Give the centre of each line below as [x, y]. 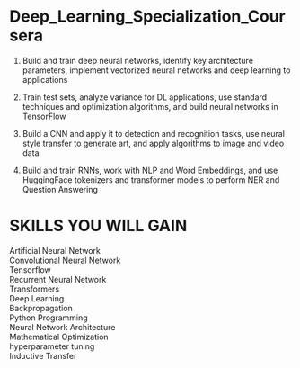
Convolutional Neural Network [65, 260]
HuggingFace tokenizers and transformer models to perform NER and [151, 180]
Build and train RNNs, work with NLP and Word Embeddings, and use [150, 170]
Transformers [35, 289]
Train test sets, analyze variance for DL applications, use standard [145, 97]
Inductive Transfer [43, 355]
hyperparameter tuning [52, 346]
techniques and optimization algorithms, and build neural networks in [150, 106]
